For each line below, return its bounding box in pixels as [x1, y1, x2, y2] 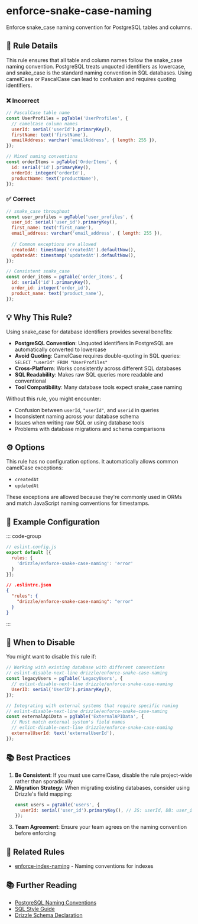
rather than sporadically [14, 777, 73, 784]
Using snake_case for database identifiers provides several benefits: [6, 328, 173, 335]
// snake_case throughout [6, 208, 70, 214]
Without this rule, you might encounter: [6, 395, 102, 402]
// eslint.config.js [6, 544, 57, 550]
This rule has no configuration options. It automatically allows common [6, 458, 178, 465]
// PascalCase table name [6, 110, 70, 116]
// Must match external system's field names [11, 719, 126, 725]
